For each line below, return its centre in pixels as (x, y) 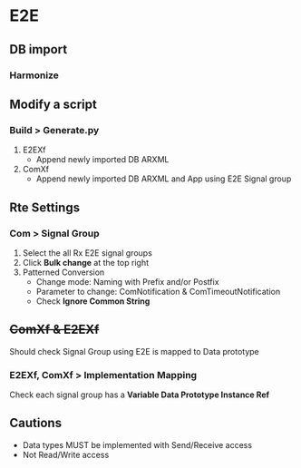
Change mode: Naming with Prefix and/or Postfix (127, 281)
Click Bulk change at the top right (86, 262)
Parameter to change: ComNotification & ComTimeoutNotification (158, 291)
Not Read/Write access (66, 454)
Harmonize (34, 75)
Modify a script (53, 104)
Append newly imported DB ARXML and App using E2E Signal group (164, 179)
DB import (39, 49)
